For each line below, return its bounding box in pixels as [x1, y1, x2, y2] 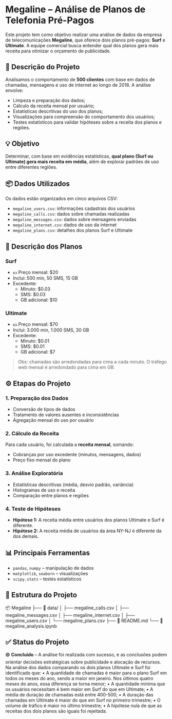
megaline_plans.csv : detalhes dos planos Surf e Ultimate [12, 227, 132, 234]
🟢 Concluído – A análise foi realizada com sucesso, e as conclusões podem [5, 652, 167, 658]
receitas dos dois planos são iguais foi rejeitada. [5, 708, 107, 714]
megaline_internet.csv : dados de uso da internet [12, 222, 117, 228]
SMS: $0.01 [20, 343, 45, 349]
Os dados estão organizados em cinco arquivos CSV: [5, 196, 118, 202]
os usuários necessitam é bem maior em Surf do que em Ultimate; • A [5, 686, 154, 692]
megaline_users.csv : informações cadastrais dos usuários [12, 205, 135, 211]
